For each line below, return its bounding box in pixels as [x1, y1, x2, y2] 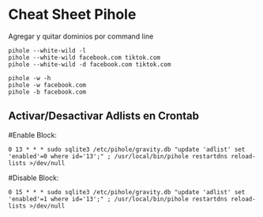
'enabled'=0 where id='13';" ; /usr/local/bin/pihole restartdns [8, 152, 227, 160]
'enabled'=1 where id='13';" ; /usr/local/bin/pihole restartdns [8, 195, 227, 203]
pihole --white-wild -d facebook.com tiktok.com [8, 61, 171, 68]
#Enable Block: [8, 130, 58, 139]
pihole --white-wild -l [8, 46, 87, 54]
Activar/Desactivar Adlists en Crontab [8, 109, 200, 123]
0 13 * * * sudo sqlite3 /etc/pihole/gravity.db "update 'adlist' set [8, 145, 246, 153]
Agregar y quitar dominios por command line [8, 31, 154, 41]
